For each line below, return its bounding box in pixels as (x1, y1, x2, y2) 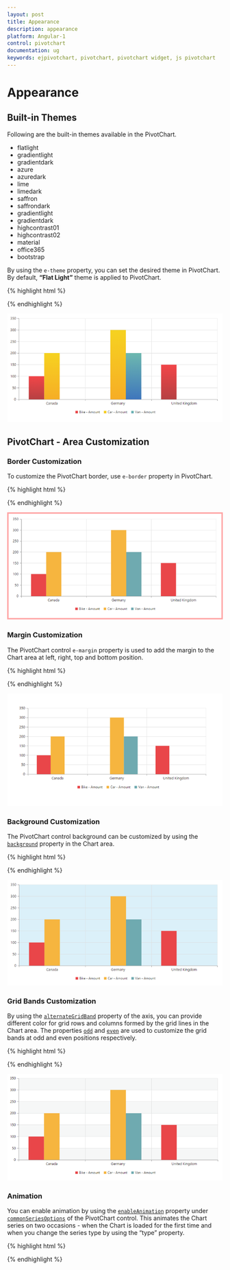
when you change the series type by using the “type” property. (7, 1228, 185, 1236)
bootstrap (16, 252, 45, 260)
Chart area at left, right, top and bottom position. (7, 653, 144, 661)
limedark (16, 187, 42, 195)
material (16, 238, 40, 246)
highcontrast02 (16, 230, 61, 239)
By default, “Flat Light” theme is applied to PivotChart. (7, 273, 162, 281)
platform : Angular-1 (7, 33, 66, 40)
